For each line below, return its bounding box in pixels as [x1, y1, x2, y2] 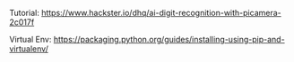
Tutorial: [9, 8, 40, 18]
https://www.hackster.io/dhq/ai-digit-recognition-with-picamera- [41, 8, 281, 18]
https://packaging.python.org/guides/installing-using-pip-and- [53, 35, 285, 44]
